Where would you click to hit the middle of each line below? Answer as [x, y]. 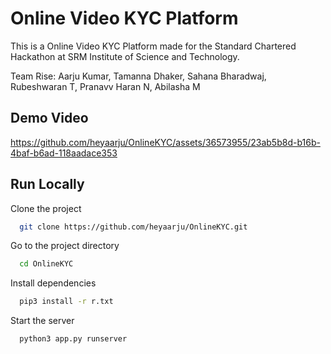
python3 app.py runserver [73, 339]
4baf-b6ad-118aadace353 [64, 153]
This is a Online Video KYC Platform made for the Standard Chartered [153, 46]
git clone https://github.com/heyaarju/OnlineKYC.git [133, 227]
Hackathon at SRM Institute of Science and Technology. [125, 56]
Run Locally [47, 184]
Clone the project [46, 208]
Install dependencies [53, 283]
